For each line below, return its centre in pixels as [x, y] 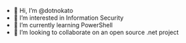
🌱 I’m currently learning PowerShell [63, 25]
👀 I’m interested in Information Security [69, 18]
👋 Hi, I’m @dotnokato [43, 11]
